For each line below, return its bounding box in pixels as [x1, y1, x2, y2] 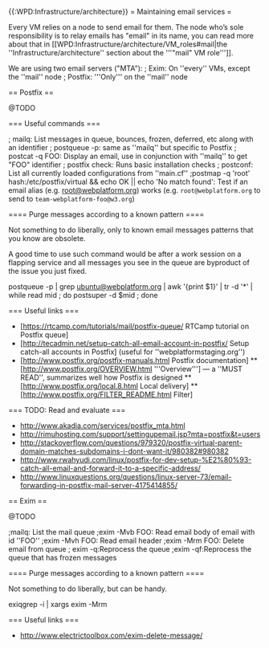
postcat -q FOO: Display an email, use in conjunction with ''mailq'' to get [8, 152, 247, 161]
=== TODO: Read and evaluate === [8, 406, 126, 414]
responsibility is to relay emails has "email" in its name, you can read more [8, 31, 255, 40]
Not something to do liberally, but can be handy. [8, 584, 167, 593]
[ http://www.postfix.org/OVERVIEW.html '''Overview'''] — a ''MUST [19, 365, 243, 373]
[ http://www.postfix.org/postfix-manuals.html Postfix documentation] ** [19, 356, 259, 365]
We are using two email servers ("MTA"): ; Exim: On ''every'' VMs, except [8, 63, 251, 73]
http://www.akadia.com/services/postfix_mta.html [19, 421, 186, 430]
